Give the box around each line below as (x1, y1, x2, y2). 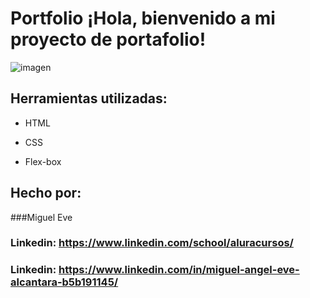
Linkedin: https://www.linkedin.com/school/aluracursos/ (10, 236, 294, 250)
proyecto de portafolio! (10, 28, 207, 51)
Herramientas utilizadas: (10, 90, 168, 107)
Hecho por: (10, 185, 82, 202)
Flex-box (24, 155, 62, 167)
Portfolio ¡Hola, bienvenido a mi (10, 7, 276, 30)
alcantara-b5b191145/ (10, 275, 119, 289)
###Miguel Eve (10, 211, 73, 223)
